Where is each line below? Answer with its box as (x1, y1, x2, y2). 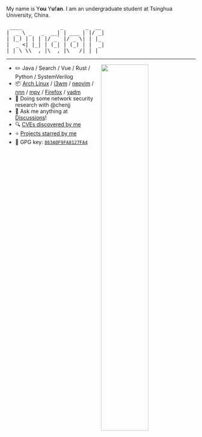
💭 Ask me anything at (14, 108, 68, 115)
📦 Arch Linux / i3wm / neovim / (14, 80, 94, 87)
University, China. (6, 11, 50, 19)
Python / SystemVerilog (14, 73, 73, 80)
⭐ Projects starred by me (14, 130, 77, 137)
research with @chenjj (14, 102, 71, 108)
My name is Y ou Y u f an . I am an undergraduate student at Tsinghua (6, 5, 173, 12)
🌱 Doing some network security (14, 95, 94, 102)
